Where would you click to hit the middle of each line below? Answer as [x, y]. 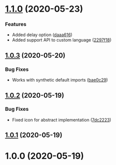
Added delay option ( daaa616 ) [42, 35]
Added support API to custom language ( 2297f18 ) [62, 40]
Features [16, 24]
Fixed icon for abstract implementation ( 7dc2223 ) [62, 120]
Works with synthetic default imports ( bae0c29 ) [60, 80]
